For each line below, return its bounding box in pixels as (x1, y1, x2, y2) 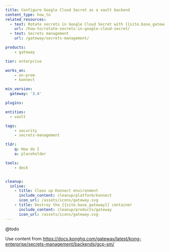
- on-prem (14, 73, 35, 78)
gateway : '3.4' (10, 91, 42, 96)
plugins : (5, 100, 24, 105)
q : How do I (14, 147, 39, 152)
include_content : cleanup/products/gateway (18, 207, 112, 212)
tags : (5, 123, 17, 128)
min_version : (5, 87, 33, 92)
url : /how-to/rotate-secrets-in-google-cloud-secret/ (14, 26, 130, 31)
